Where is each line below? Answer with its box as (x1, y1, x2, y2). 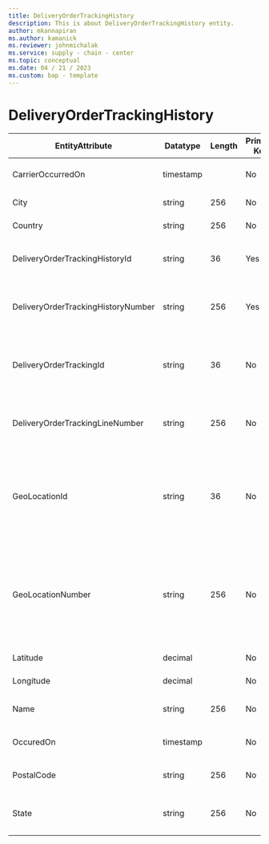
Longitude (12, 675, 50, 686)
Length (210, 140, 239, 151)
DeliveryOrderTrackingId (12, 359, 105, 370)
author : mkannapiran (8, 26, 78, 34)
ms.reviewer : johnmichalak (8, 42, 98, 50)
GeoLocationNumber (12, 589, 91, 600)
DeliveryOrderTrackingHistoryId (12, 253, 132, 264)
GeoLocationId (12, 490, 68, 501)
